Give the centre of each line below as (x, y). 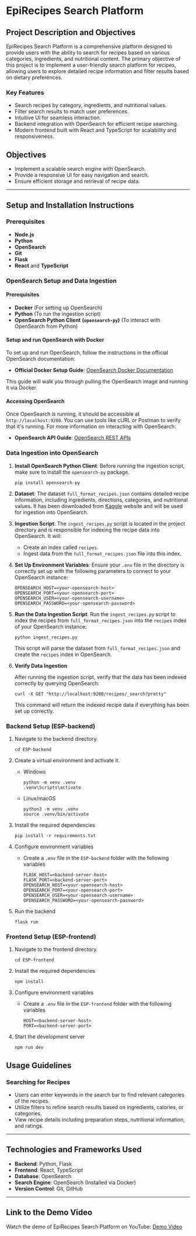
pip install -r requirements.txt (55, 835)
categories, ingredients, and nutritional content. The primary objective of (93, 59)
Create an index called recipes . (61, 547)
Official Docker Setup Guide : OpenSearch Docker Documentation (94, 370)
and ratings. (29, 1125)
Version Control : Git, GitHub (49, 1189)
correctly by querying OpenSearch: (57, 683)
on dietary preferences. (34, 77)
